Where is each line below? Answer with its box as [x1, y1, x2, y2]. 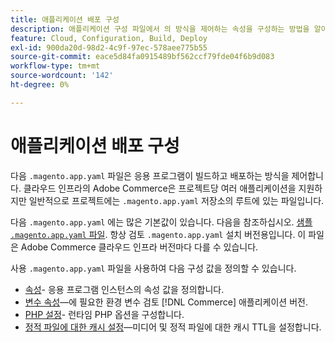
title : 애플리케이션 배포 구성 [10, 14, 120, 25]
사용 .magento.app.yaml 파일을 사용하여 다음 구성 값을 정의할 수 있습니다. [10, 262, 297, 274]
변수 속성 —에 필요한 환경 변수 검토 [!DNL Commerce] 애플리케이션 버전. [24, 296, 308, 308]
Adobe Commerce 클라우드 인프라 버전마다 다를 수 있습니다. [20, 241, 259, 253]
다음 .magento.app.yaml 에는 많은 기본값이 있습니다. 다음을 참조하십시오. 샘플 [10, 216, 313, 228]
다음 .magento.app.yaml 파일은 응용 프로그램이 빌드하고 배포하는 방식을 [10, 169, 290, 181]
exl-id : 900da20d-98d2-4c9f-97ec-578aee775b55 [10, 42, 208, 53]
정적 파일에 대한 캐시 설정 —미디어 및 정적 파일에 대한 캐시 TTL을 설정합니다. [24, 321, 322, 333]
